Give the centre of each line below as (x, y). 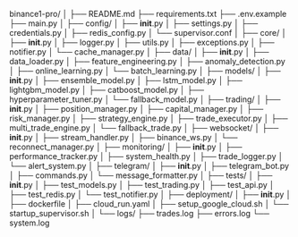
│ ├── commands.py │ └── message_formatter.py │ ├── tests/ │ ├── (141, 175)
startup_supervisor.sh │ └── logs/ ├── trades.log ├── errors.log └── (140, 213)
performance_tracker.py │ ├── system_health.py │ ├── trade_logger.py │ (146, 156)
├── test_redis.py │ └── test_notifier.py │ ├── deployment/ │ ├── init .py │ (150, 194)
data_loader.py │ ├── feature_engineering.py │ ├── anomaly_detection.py (148, 61)
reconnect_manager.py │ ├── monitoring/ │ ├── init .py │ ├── (126, 147)
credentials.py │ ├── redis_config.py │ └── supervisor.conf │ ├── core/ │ (148, 33)
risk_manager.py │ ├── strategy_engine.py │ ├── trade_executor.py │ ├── (149, 118)
